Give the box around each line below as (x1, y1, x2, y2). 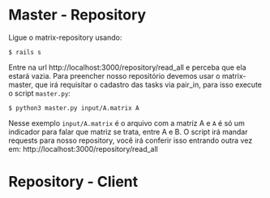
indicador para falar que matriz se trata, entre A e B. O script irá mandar (8, 127, 248, 136)
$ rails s (8, 48, 42, 56)
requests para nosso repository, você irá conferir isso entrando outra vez (8, 136, 253, 145)
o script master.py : (8, 88, 71, 98)
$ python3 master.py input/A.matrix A (8, 104, 139, 112)
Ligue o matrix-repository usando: (8, 32, 122, 42)
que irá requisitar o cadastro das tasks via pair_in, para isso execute (35, 80, 262, 89)
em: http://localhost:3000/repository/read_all (8, 144, 158, 153)
